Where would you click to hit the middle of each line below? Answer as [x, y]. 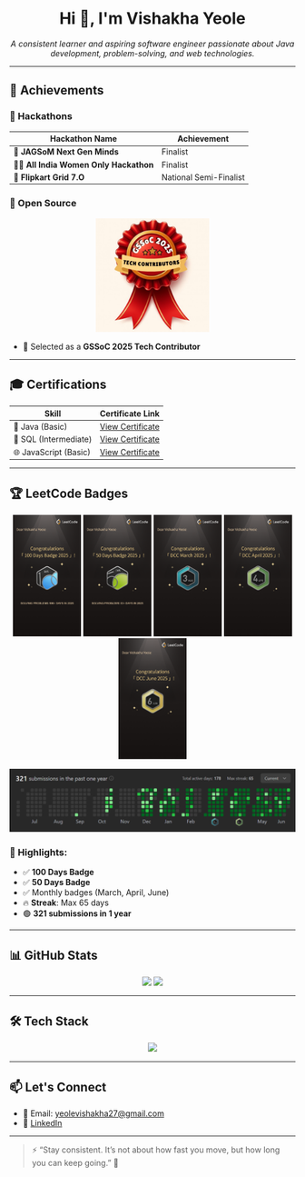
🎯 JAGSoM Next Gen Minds [66, 152]
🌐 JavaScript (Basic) [52, 452]
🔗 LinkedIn [42, 1122]
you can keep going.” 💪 [75, 1162]
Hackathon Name [84, 139]
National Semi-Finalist [203, 177]
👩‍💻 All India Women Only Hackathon [84, 165]
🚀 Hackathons [41, 116]
